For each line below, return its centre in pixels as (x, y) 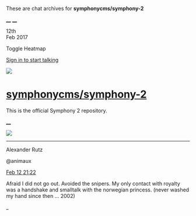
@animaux (19, 161)
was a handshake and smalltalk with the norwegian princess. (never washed (98, 190)
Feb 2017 (17, 37)
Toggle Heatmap (26, 48)
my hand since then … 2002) (41, 196)
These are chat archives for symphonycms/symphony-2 (75, 8)
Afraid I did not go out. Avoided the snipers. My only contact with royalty (93, 183)
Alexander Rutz (24, 149)
